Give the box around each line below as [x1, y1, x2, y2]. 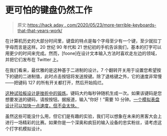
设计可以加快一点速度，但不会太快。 [5, 103, 80, 109]
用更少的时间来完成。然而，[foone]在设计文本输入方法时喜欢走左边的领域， [5, 50, 160, 56]
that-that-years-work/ [17, 27, 63, 33]
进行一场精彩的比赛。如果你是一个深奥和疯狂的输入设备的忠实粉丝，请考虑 [5, 119, 158, 125]
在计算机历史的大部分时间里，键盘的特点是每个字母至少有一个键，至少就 [5, 38, 153, 44]
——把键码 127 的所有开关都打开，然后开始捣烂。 [5, 79, 106, 85]
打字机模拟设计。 [9, 126, 45, 132]
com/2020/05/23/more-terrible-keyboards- [67, 22, 157, 28]
